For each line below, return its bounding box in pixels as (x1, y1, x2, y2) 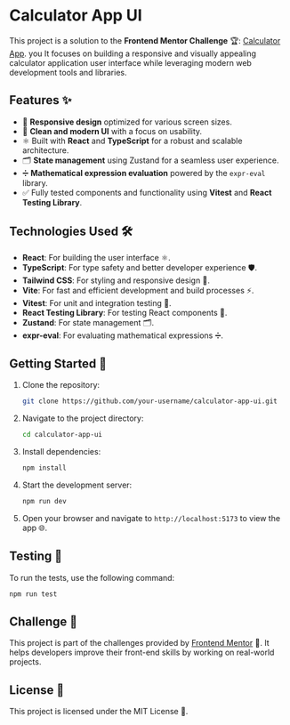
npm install (21, 463, 67, 472)
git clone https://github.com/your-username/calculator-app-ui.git (21, 397, 278, 406)
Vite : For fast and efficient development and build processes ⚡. (21, 285, 254, 295)
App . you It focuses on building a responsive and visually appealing (9, 48, 256, 59)
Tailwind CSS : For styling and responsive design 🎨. (21, 275, 211, 286)
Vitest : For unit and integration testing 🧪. (21, 297, 172, 308)
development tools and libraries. (9, 67, 127, 77)
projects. (9, 657, 42, 667)
